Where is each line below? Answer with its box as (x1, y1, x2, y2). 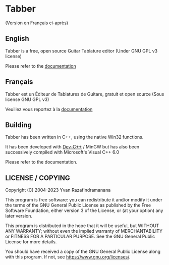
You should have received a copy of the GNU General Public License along (5, 248, 160, 255)
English (5, 34, 29, 43)
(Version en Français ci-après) (5, 20, 69, 26)
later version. (5, 213, 33, 219)
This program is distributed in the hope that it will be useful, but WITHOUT (5, 223, 159, 229)
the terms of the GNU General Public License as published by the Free (5, 202, 151, 208)
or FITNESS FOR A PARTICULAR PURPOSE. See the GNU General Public (5, 233, 155, 240)
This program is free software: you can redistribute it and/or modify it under (5, 197, 162, 203)
